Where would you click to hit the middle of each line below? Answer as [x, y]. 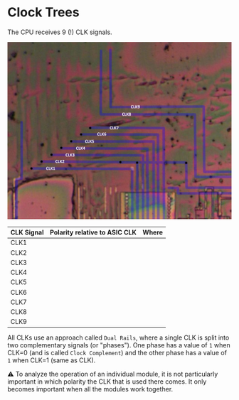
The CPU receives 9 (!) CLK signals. [60, 32]
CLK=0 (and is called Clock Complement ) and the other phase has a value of [117, 352]
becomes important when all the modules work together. [90, 389]
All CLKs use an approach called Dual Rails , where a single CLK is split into [118, 337]
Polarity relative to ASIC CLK [93, 232]
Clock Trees [43, 12]
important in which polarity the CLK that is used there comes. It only [107, 382]
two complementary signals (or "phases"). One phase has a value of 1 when [119, 345]
